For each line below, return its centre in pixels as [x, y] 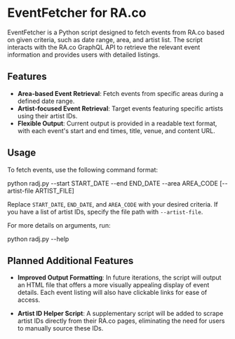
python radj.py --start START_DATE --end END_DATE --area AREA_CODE [113, 183]
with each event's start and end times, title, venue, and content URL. [116, 130]
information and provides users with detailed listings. [83, 55]
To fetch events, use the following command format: [82, 169]
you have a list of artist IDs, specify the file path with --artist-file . [105, 212]
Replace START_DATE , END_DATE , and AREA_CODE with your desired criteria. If [113, 204]
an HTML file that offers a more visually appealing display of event [113, 285]
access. [29, 300]
